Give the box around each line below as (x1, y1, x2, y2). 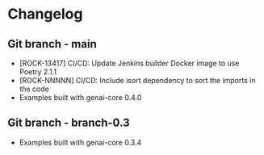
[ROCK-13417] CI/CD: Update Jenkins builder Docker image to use (19, 58, 240, 68)
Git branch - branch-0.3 (7, 116, 130, 130)
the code (19, 84, 49, 94)
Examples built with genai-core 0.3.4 (19, 137, 142, 147)
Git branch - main (7, 37, 98, 51)
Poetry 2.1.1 (19, 67, 57, 77)
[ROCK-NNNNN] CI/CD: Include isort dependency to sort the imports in (19, 76, 256, 85)
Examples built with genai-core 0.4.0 (19, 93, 142, 102)
